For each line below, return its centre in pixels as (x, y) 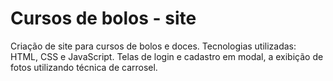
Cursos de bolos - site (103, 18)
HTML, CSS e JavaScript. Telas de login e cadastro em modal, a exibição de (167, 56)
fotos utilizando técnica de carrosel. (84, 67)
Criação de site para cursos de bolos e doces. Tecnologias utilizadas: (153, 46)
